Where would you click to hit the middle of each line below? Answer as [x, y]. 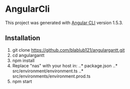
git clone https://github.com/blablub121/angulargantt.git [68, 50]
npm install [23, 60]
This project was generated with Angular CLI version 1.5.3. [64, 23]
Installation [23, 38]
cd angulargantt [28, 55]
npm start [22, 81]
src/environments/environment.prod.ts [51, 76]
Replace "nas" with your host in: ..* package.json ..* [65, 65]
